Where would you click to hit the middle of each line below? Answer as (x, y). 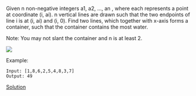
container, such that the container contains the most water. (77, 27)
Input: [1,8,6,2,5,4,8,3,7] (40, 71)
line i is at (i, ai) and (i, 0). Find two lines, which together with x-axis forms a (97, 21)
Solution (16, 87)
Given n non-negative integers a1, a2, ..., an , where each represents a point (97, 8)
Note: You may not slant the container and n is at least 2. (74, 38)
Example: (17, 60)
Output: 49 (19, 76)
